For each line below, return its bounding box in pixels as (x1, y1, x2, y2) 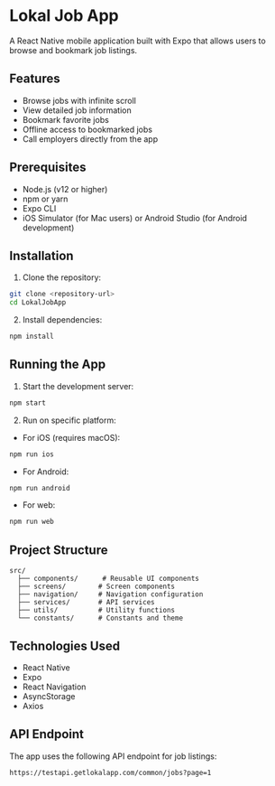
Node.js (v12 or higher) (22, 183, 108, 194)
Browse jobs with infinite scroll (22, 95, 137, 106)
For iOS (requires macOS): (22, 432, 121, 443)
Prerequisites (9, 160, 87, 175)
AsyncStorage (22, 690, 76, 701)
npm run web (9, 517, 54, 527)
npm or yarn (22, 193, 69, 204)
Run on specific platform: (22, 415, 116, 426)
